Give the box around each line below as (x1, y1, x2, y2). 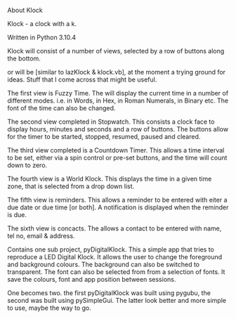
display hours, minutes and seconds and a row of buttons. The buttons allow (7, 125, 229, 133)
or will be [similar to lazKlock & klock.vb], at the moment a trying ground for (7, 68, 226, 76)
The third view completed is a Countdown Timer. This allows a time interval (7, 146, 225, 154)
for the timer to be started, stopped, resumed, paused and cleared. (7, 133, 201, 141)
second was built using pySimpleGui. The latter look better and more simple (7, 297, 227, 304)
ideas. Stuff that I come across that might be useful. (7, 75, 157, 84)
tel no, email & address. (7, 232, 75, 240)
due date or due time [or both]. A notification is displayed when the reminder (7, 203, 229, 211)
